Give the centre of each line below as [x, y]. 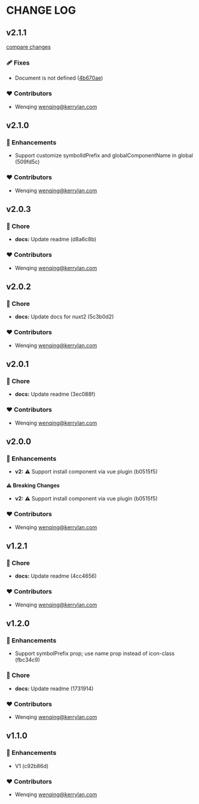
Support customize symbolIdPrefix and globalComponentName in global [104, 156]
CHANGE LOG [41, 10]
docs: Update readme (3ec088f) [55, 394]
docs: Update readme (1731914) [54, 688]
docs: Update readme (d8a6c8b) [56, 239]
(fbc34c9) [27, 660]
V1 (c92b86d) [32, 766]
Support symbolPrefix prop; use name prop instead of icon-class [95, 654]
